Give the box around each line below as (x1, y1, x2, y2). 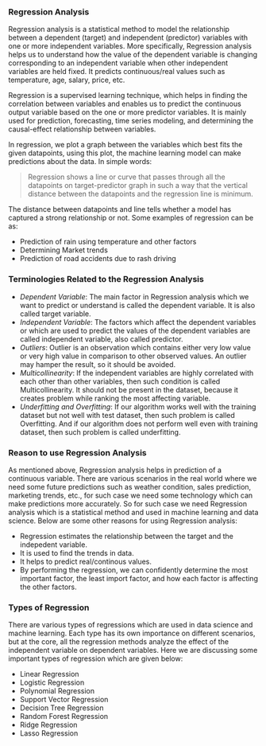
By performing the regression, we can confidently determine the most (19, 564, 249, 575)
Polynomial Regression (19, 686, 95, 696)
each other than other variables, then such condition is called (19, 377, 221, 386)
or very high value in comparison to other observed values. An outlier (19, 351, 247, 361)
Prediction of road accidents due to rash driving (19, 254, 176, 264)
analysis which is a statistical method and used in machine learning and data (8, 507, 259, 517)
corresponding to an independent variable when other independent (8, 58, 229, 68)
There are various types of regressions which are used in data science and (8, 620, 253, 630)
